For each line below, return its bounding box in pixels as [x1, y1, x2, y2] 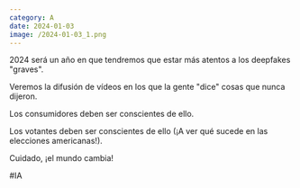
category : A [9, 13, 54, 22]
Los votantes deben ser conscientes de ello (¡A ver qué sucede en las [9, 126, 268, 137]
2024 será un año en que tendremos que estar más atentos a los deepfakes [9, 55, 291, 66]
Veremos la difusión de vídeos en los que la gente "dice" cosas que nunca [9, 82, 286, 93]
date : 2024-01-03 [9, 22, 75, 31]
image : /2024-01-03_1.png [9, 30, 106, 39]
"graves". [9, 64, 44, 75]
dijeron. [9, 91, 38, 102]
